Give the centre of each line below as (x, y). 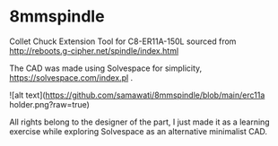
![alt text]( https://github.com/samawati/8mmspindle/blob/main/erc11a (137, 95)
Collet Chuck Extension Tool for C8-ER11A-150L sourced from (123, 41)
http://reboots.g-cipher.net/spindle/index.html (94, 50)
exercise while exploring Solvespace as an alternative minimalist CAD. (138, 131)
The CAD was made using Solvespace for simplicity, (106, 68)
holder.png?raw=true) (49, 104)
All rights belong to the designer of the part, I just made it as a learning (140, 122)
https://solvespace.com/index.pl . (71, 77)
